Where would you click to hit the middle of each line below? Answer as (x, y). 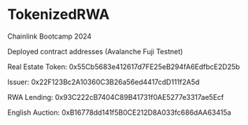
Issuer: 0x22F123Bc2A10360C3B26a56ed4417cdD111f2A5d (104, 82)
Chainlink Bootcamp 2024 (50, 36)
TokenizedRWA (59, 15)
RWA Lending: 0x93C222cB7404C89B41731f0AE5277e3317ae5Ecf (116, 97)
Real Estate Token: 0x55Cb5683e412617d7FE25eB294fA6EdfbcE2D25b (124, 66)
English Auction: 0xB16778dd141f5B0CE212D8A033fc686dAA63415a (119, 112)
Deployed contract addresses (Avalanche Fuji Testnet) (95, 51)
